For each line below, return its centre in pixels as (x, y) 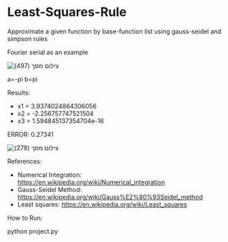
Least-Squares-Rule (67, 12)
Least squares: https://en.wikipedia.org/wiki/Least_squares (102, 204)
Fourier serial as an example (48, 52)
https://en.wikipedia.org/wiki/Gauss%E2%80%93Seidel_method (110, 197)
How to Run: (25, 218)
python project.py (33, 231)
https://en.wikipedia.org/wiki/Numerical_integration (91, 182)
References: (24, 161)
